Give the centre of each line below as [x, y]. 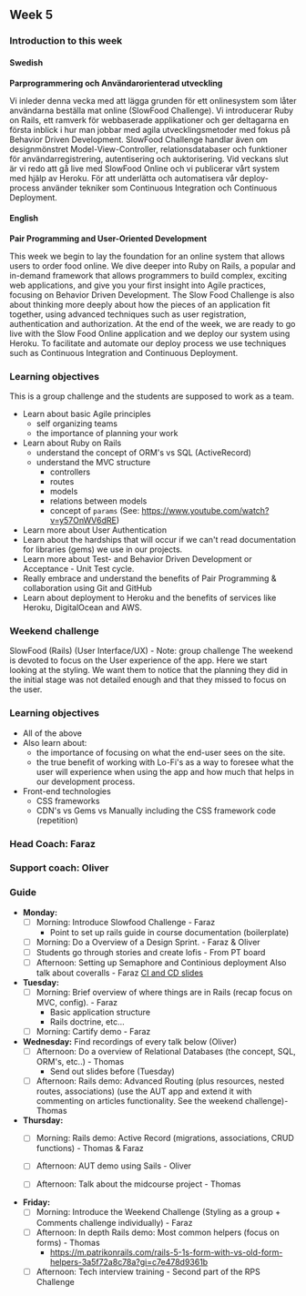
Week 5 [31, 15]
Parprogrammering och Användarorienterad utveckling [116, 83]
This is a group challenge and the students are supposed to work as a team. [152, 396]
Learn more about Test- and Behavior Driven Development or [137, 559]
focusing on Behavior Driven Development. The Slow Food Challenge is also [152, 294]
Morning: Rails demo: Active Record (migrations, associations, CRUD [165, 1138]
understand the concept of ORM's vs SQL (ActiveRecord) [144, 453]
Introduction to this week [66, 41]
